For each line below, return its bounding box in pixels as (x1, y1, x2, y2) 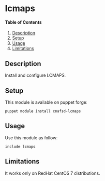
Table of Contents (5, 19, 42, 25)
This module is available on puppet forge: (5, 99, 88, 105)
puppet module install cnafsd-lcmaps (5, 109, 81, 114)
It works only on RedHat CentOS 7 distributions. (5, 170, 100, 176)
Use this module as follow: (5, 134, 58, 141)
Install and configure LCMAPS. (5, 72, 66, 78)
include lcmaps (5, 144, 36, 149)
